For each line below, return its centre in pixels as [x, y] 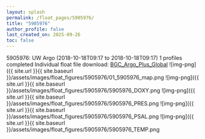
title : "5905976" [28, 23]
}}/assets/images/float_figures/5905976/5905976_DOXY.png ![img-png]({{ [101, 90]
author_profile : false [35, 29]
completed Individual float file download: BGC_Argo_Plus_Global [87, 64]
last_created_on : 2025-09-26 [43, 35]
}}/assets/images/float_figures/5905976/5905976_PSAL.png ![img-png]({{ [100, 116]
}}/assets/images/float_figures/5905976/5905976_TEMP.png [83, 130]
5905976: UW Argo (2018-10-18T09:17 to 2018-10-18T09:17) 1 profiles [94, 58]
